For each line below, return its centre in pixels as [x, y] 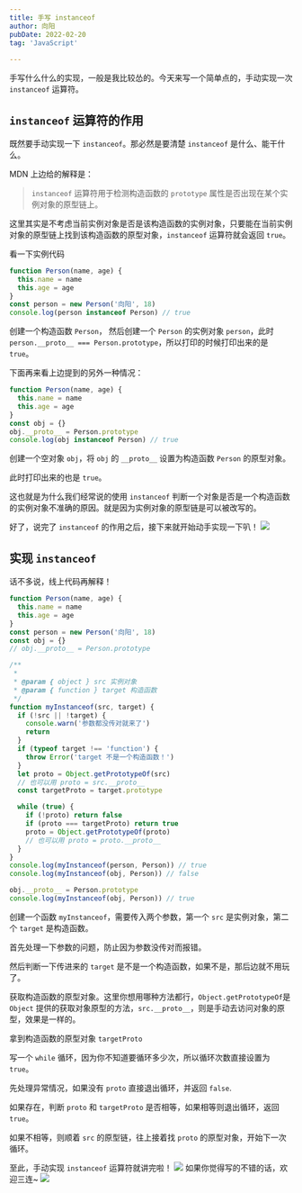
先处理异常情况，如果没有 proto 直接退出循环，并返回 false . [120, 1088]
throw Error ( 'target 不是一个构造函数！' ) [100, 757]
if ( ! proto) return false [74, 816]
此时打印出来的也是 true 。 [58, 477]
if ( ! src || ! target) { [62, 715]
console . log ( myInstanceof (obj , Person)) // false [104, 874]
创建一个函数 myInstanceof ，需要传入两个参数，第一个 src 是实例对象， [142, 917]
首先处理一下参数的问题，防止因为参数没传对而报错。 [108, 947]
